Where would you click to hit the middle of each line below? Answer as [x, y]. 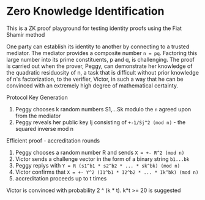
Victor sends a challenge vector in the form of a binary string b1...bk [102, 159]
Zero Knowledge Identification [85, 11]
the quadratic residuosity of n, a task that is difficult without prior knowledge [102, 72]
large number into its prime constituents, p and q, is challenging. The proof [100, 59]
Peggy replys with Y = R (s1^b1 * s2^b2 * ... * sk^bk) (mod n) [98, 165]
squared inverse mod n [44, 128]
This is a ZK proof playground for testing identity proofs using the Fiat [94, 28]
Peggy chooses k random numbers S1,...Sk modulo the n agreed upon [103, 109]
